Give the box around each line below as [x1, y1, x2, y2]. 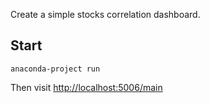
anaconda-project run [10, 64, 101, 74]
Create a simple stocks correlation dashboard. [10, 9, 201, 20]
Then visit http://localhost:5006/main [10, 81, 163, 93]
